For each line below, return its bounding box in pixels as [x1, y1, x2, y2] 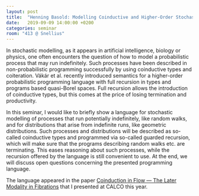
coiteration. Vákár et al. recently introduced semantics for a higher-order [6, 72, 183, 79]
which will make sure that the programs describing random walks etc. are [6, 140, 185, 147]
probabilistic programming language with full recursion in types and [6, 78, 172, 86]
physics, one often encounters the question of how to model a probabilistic [6, 53, 190, 60]
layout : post [6, 8, 38, 15]
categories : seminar [6, 25, 57, 31]
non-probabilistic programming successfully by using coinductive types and [6, 66, 192, 73]
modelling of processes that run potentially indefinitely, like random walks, [6, 115, 188, 122]
